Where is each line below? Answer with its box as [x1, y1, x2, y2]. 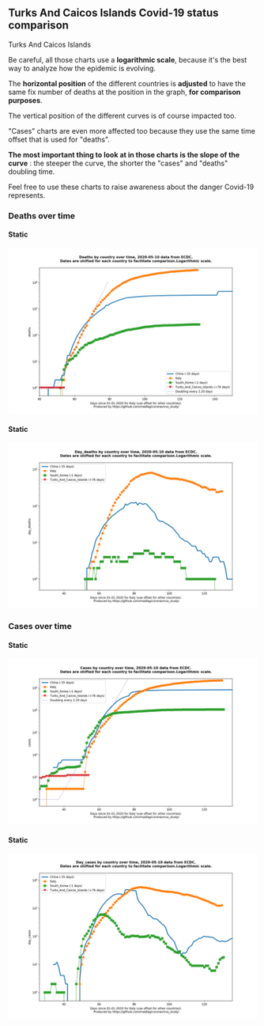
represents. [8, 190, 46, 200]
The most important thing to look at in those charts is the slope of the [8, 150, 240, 159]
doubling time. [8, 166, 55, 176]
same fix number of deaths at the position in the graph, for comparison [8, 87, 241, 97]
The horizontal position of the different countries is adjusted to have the [8, 78, 247, 88]
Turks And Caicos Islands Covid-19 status [8, 6, 219, 20]
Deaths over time [8, 210, 76, 221]
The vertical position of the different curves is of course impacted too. [8, 111, 237, 120]
